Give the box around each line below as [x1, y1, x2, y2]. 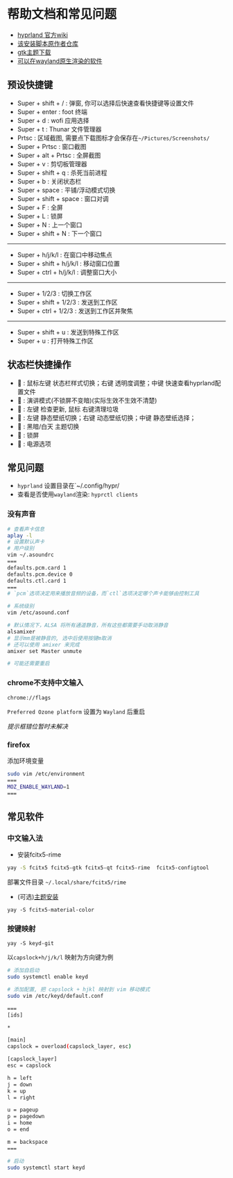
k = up [7, 1088, 26, 1095]
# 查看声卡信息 [7, 526, 45, 533]
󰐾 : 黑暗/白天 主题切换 [17, 422, 80, 430]
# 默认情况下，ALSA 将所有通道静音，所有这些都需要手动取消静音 [7, 622, 169, 629]
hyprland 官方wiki [17, 31, 68, 39]
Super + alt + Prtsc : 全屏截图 [17, 151, 101, 159]
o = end [7, 1126, 30, 1133]
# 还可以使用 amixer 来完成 [7, 641, 80, 648]
